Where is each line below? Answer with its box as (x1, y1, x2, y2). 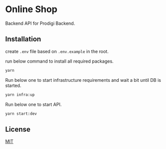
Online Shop (5, 4, 58, 15)
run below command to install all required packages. (5, 58, 114, 64)
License (5, 125, 31, 133)
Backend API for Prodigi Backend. (5, 20, 75, 26)
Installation (5, 35, 41, 43)
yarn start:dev (5, 111, 37, 116)
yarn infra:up (5, 92, 35, 97)
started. (5, 82, 22, 88)
